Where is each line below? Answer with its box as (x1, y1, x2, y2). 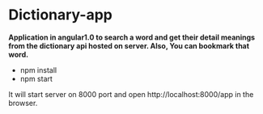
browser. (8, 98, 38, 108)
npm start (19, 74, 53, 83)
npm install (19, 65, 57, 74)
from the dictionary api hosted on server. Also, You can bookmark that (8, 40, 249, 50)
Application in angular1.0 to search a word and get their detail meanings (8, 32, 256, 42)
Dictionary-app (8, 6, 113, 24)
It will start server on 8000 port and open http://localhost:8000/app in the (8, 89, 254, 99)
